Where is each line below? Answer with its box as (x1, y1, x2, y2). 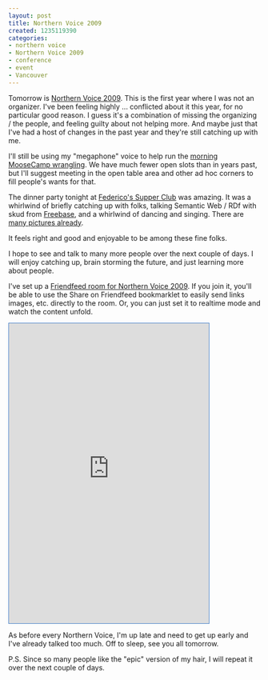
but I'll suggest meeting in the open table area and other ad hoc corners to (8, 168, 254, 178)
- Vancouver (8, 71, 48, 79)
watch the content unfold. (8, 306, 94, 316)
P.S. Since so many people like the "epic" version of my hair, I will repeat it (8, 654, 254, 664)
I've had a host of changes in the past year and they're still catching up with (8, 127, 258, 137)
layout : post (8, 11, 52, 20)
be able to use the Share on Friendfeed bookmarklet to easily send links (8, 290, 246, 299)
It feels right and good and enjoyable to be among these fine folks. (8, 233, 228, 242)
